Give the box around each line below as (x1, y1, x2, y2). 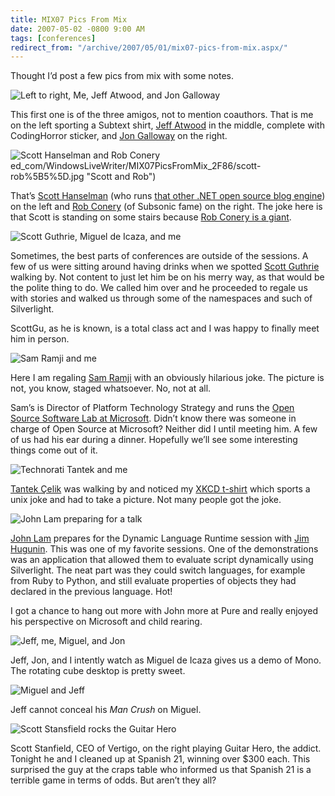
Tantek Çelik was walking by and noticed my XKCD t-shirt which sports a (10, 483, 311, 495)
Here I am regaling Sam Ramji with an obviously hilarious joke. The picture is (10, 372, 325, 384)
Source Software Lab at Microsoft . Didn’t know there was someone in (10, 412, 297, 425)
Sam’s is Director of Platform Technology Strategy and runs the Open (10, 402, 295, 414)
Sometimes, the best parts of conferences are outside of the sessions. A (10, 250, 309, 262)
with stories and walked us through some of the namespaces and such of (10, 292, 313, 305)
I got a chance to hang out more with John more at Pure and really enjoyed (10, 605, 319, 617)
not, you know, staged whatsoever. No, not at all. (10, 382, 212, 395)
